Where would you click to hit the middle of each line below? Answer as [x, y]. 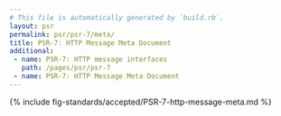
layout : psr [32, 26]
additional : [32, 51]
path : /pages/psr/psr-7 [66, 68]
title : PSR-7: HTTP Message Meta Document [90, 43]
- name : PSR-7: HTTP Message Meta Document [96, 76]
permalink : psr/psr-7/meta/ [62, 34]
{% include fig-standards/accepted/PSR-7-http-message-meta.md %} [141, 102]
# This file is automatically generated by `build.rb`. [117, 18]
